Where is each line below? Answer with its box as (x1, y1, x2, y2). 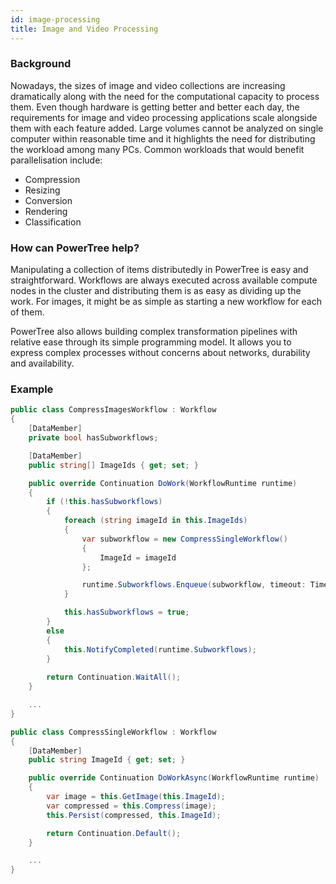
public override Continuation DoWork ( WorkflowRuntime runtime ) (28, 478, 298, 488)
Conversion (24, 194, 73, 206)
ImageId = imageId (99, 552, 177, 563)
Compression (24, 173, 81, 185)
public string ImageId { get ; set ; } (28, 755, 186, 765)
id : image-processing (10, 14, 101, 25)
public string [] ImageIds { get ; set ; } (28, 460, 199, 470)
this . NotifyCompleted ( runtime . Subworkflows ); (63, 644, 257, 655)
